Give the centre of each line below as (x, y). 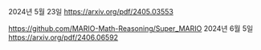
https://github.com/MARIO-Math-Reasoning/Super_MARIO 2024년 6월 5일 (131, 29)
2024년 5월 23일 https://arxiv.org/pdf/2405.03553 (91, 12)
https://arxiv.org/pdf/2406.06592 (63, 37)
